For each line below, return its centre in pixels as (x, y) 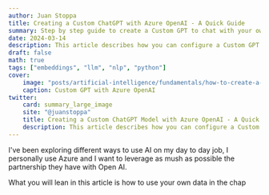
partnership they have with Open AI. (68, 167)
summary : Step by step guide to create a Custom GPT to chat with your (130, 30)
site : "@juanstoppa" (57, 113)
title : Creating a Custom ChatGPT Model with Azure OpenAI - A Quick (141, 120)
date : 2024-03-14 (37, 38)
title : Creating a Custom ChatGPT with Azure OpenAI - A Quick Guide (127, 23)
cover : (19, 75)
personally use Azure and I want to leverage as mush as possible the (121, 158)
